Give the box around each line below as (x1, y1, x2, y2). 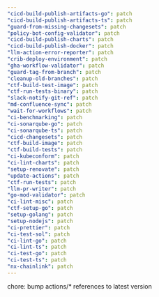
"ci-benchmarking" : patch (7, 114, 82, 121)
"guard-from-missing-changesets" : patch (7, 23, 127, 30)
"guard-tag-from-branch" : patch (7, 68, 101, 75)
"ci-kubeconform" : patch (7, 153, 79, 160)
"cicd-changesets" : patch (7, 133, 82, 140)
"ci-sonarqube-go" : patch (7, 120, 82, 128)
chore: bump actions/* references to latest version (7, 282, 152, 290)
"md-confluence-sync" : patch (7, 101, 92, 108)
